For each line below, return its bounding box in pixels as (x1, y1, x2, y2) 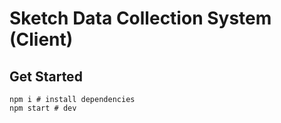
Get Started (9, 68, 83, 85)
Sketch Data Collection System (9, 7, 272, 30)
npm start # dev (9, 103, 77, 113)
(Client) (9, 28, 74, 51)
